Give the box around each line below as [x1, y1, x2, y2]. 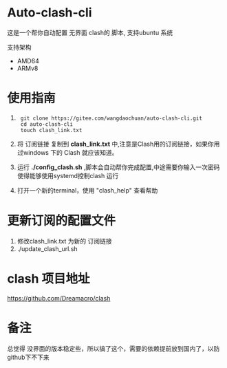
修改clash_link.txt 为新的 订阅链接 [17, 237, 112, 245]
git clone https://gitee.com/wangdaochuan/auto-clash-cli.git [20, 115, 203, 122]
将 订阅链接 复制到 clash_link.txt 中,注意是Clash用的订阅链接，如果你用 [17, 140, 220, 148]
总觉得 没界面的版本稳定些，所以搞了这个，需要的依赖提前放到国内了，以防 [7, 344, 220, 352]
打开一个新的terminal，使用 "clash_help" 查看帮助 [17, 186, 158, 194]
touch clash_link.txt [20, 127, 83, 133]
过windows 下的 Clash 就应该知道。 [17, 148, 118, 156]
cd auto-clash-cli [20, 120, 74, 128]
